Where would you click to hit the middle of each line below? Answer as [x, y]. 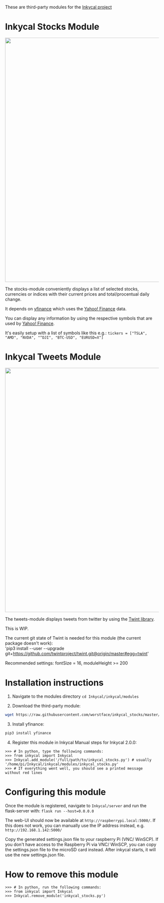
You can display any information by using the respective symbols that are [79, 318]
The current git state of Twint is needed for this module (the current [73, 638]
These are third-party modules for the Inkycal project [59, 7]
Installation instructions [54, 683]
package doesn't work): [29, 643]
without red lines [24, 773]
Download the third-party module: [46, 706]
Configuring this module [55, 792]
